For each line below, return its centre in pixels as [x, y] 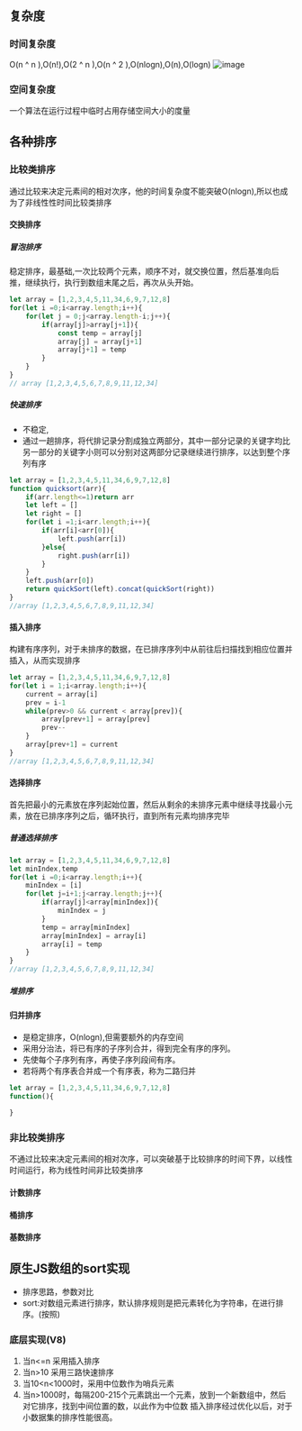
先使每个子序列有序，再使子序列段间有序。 [101, 1059]
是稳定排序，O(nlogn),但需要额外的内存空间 [103, 1037]
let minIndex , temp [44, 869]
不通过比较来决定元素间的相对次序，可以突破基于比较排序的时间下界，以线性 [151, 1159]
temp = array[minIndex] [86, 927]
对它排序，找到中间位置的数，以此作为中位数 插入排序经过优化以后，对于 [157, 1406]
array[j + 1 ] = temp [92, 350]
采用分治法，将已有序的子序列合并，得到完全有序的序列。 [129, 1048]
